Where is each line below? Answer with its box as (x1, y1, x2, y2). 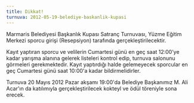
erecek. (6, 91, 25, 98)
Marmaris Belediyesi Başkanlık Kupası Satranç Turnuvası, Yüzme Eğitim (6, 30, 182, 37)
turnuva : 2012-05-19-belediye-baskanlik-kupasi (6, 14, 127, 20)
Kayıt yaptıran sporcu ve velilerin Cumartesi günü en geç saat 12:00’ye (6, 48, 180, 55)
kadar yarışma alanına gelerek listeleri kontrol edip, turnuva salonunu (6, 54, 175, 62)
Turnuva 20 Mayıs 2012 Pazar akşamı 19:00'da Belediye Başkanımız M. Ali (6, 78, 188, 86)
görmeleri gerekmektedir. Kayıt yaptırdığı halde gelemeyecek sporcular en (6, 60, 188, 68)
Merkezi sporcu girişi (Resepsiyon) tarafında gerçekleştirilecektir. (6, 37, 167, 44)
